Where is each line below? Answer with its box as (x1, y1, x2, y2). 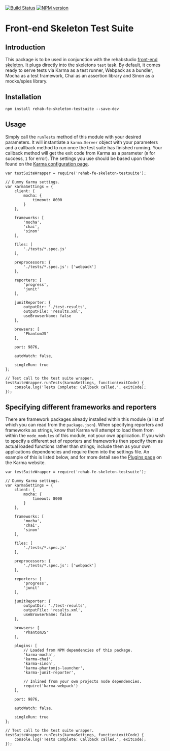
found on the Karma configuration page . (5, 160, 89, 167)
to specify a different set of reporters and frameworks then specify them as (5, 438, 163, 444)
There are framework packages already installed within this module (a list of (5, 416, 164, 422)
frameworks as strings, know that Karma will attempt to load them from (5, 427, 154, 433)
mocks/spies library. (5, 78, 48, 84)
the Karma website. (5, 460, 46, 466)
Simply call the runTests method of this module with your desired (5, 133, 142, 140)
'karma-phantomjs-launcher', (23, 665, 85, 671)
